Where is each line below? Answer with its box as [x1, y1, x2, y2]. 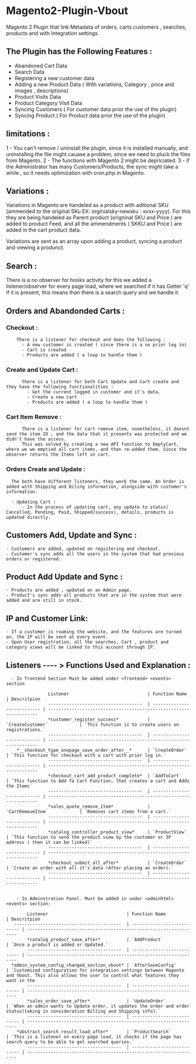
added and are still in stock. [6, 598, 82, 604]
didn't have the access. [6, 436, 67, 442]
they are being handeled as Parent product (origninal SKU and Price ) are [6, 214, 183, 221]
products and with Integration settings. [6, 29, 99, 36]
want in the [6, 978, 35, 984]
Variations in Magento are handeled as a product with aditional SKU [6, 202, 169, 209]
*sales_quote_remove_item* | [47, 804, 150, 810]
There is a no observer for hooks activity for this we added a [6, 277, 152, 284]
